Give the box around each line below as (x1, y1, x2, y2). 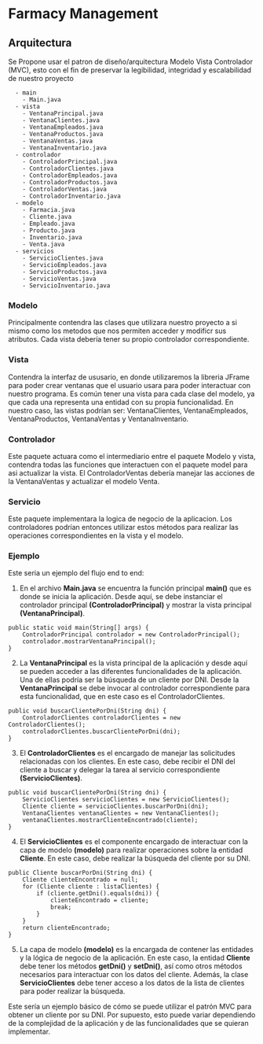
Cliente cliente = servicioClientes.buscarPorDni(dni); (22, 802, 210, 811)
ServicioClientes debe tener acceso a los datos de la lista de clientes (19, 978, 245, 988)
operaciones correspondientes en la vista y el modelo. (8, 531, 184, 540)
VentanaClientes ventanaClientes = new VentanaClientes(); (22, 809, 220, 817)
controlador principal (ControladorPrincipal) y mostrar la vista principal (19, 600, 252, 610)
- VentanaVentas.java (22, 137, 93, 145)
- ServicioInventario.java (22, 282, 111, 290)
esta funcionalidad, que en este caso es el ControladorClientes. (19, 692, 225, 702)
